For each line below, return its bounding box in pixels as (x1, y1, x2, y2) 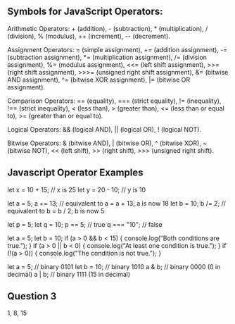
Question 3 (7, 290, 57, 302)
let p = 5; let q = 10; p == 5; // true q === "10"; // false (7, 220, 163, 228)
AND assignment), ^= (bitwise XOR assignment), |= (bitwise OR (7, 75, 191, 84)
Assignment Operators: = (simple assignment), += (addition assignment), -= (7, 45, 228, 54)
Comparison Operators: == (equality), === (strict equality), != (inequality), (7, 96, 222, 105)
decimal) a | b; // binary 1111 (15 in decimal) (7, 270, 131, 278)
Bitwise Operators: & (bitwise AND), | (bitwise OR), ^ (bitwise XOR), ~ (7, 139, 208, 147)
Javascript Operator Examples (7, 167, 144, 179)
